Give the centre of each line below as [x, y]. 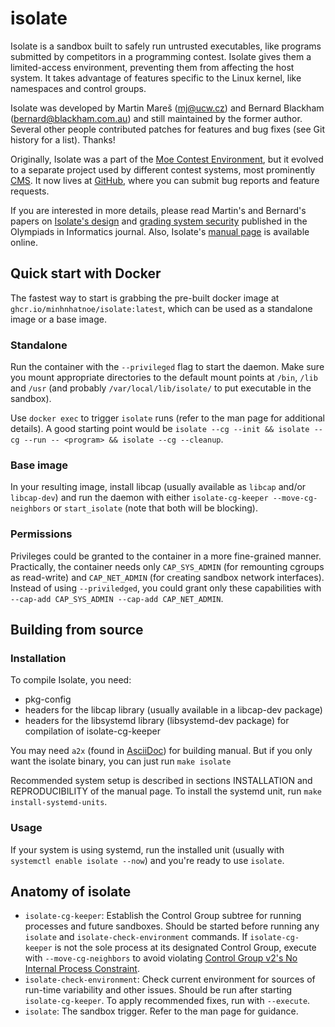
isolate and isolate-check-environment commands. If [136, 937]
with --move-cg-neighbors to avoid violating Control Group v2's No [161, 958]
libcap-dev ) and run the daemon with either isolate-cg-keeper [139, 498]
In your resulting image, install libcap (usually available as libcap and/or [158, 487]
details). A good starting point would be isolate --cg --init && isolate [160, 429]
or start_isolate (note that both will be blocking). [155, 508]
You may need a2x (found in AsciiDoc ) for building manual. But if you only [161, 751]
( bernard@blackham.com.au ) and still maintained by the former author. [156, 118]
